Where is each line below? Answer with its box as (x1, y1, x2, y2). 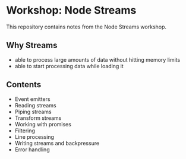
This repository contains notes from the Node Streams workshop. (6, 23, 167, 30)
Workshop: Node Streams (6, 4, 137, 17)
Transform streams (14, 114, 62, 122)
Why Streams (6, 40, 58, 50)
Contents (6, 79, 42, 90)
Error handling (14, 146, 50, 153)
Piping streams (14, 108, 52, 115)
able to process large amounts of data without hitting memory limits (14, 56, 181, 63)
